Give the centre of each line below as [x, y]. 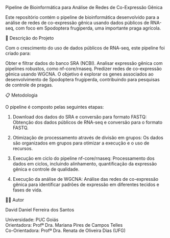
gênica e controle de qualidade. [46, 169]
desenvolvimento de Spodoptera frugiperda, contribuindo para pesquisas [82, 79]
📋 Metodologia [21, 95]
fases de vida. [27, 190]
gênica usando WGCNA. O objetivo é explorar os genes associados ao [80, 74]
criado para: [18, 53]
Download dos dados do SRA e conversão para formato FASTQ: [80, 117]
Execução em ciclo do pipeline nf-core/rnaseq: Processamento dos [83, 158]
